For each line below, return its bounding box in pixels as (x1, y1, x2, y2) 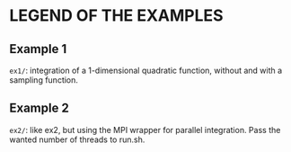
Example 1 (9, 41, 67, 57)
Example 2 (9, 101, 69, 116)
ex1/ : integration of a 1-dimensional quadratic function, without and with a (9, 65, 283, 76)
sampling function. (9, 75, 79, 85)
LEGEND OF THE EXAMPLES (9, 5, 224, 26)
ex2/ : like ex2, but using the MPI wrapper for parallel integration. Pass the (9, 124, 281, 135)
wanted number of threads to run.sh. (9, 134, 145, 145)
